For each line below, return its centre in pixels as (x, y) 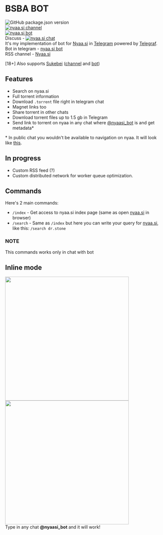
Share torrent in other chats (40, 112)
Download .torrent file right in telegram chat (58, 102)
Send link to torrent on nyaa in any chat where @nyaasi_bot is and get (83, 122)
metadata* (23, 128)
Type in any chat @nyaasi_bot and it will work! (53, 527)
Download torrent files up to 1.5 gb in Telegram (60, 117)
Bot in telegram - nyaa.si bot (34, 49)
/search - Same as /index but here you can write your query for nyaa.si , (85, 223)
